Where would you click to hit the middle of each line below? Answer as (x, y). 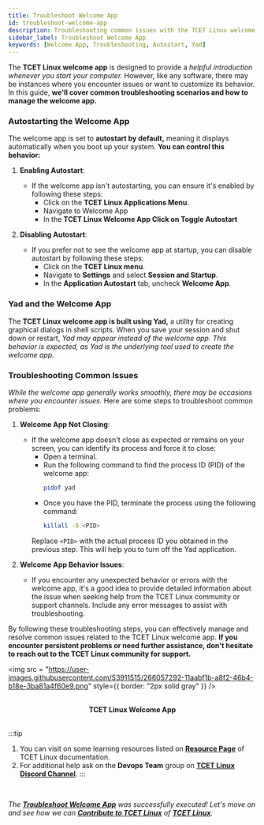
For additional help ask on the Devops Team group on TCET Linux (127, 765)
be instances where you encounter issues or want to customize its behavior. (132, 84)
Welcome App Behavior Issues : (72, 564)
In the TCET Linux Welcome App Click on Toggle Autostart (140, 219)
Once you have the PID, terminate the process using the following (149, 503)
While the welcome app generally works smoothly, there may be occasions (130, 392)
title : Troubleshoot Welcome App (63, 15)
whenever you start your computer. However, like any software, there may (128, 76)
